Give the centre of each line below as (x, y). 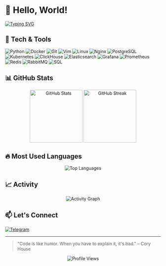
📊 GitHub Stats (29, 78)
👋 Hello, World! (36, 10)
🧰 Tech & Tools (28, 39)
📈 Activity (22, 185)
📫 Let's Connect (32, 215)
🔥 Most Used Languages (44, 156)
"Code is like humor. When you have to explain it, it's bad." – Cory (84, 244)
